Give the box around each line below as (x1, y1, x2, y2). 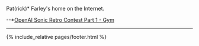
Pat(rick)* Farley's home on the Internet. (6, 5, 105, 12)
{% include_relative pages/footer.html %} (6, 34, 107, 40)
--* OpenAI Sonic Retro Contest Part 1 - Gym (6, 17, 114, 23)
